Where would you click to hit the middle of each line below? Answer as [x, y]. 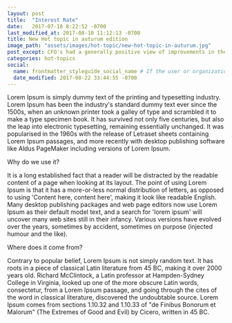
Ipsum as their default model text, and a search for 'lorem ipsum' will [105, 212]
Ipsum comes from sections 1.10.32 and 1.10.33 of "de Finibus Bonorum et [112, 305]
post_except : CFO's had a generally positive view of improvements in [111, 52]
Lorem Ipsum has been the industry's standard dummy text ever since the [112, 105]
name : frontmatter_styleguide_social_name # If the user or [101, 71]
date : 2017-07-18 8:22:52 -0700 [57, 26]
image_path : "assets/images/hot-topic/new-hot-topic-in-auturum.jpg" [109, 46]
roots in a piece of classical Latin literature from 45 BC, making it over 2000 [115, 268]
